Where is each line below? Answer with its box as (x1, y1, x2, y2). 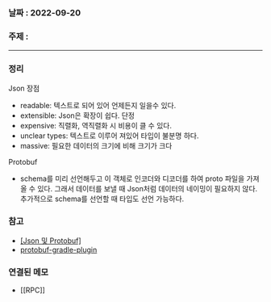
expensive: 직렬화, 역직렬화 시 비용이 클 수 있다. (19, 120, 172, 130)
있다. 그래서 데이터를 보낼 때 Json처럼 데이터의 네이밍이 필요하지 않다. (37, 183, 258, 193)
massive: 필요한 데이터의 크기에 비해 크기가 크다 (19, 141, 173, 150)
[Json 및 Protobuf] (19, 236, 82, 245)
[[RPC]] (19, 285, 46, 296)
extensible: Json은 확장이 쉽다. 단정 (19, 111, 135, 120)
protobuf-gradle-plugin (19, 245, 98, 254)
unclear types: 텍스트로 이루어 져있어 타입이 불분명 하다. (19, 131, 199, 141)
